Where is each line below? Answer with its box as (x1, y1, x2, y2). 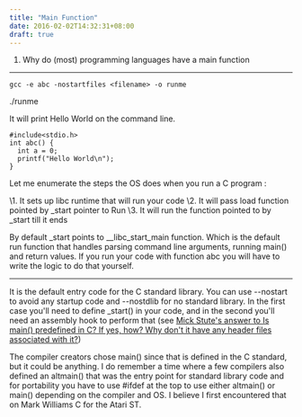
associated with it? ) (9, 334, 82, 345)
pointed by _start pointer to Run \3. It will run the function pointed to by (9, 205, 271, 216)
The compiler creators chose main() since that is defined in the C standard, (9, 351, 288, 362)
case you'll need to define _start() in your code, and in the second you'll (9, 306, 276, 316)
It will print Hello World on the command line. (9, 113, 176, 124)
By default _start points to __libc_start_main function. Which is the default (9, 232, 280, 243)
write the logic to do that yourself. (9, 261, 135, 271)
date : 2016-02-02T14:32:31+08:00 (9, 22, 135, 31)
